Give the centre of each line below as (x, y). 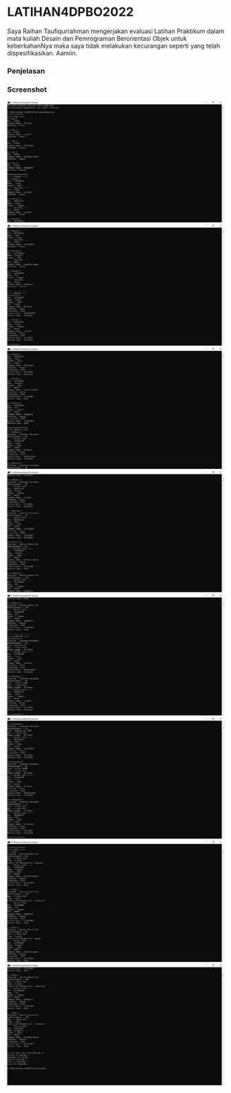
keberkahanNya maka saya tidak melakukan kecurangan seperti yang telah (114, 46)
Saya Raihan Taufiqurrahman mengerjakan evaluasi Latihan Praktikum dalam (116, 31)
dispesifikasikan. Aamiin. (42, 53)
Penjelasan (26, 71)
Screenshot (27, 89)
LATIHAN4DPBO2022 (71, 12)
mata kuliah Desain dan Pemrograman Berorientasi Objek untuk (97, 38)
